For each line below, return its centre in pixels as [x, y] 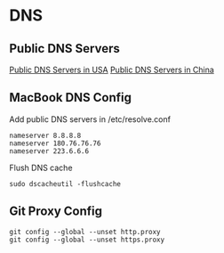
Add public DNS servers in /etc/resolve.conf [90, 119]
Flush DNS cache [41, 167]
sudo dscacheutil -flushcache [65, 184]
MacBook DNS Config [70, 98]
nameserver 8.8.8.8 [45, 135]
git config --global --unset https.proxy [87, 240]
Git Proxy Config [56, 212]
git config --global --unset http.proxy [85, 232]
